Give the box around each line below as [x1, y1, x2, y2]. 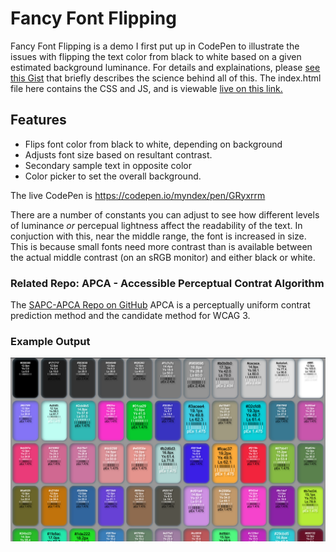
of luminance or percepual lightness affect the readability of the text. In [10, 219, 303, 231]
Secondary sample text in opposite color [24, 159, 192, 171]
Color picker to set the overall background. [24, 170, 202, 182]
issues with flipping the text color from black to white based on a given [10, 50, 302, 62]
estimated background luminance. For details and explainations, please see [10, 61, 321, 73]
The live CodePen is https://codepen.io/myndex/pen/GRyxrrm [10, 189, 266, 201]
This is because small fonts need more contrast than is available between [10, 240, 313, 252]
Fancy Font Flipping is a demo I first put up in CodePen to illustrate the [10, 40, 300, 52]
